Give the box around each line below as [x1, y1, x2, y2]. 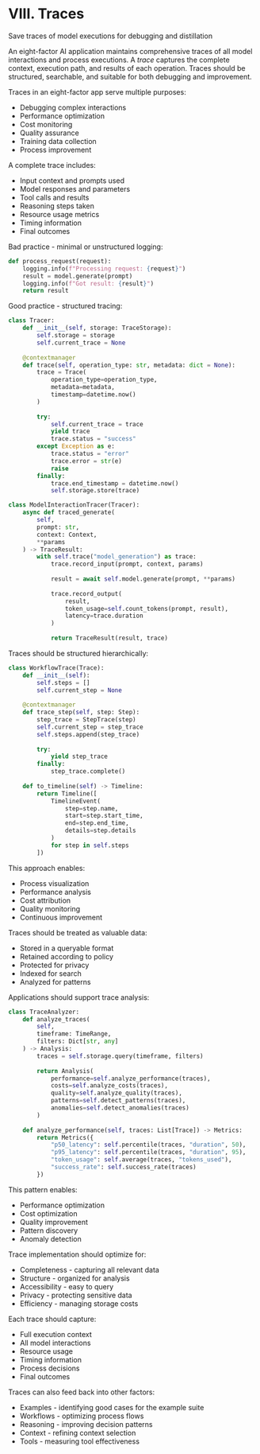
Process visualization [19, 878, 90, 888]
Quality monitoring [19, 904, 81, 913]
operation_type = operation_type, [50, 375, 158, 384]
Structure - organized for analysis [19, 1273, 130, 1283]
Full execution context [19, 1329, 93, 1339]
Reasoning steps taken [19, 200, 95, 211]
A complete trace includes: [8, 160, 97, 169]
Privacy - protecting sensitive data [19, 1290, 132, 1300]
